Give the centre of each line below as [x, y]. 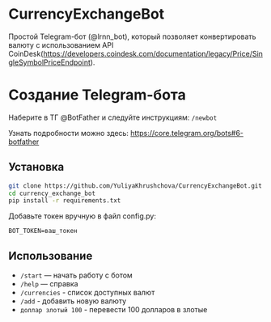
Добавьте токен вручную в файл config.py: [82, 216]
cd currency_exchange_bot [52, 193]
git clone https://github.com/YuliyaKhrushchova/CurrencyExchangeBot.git [135, 186]
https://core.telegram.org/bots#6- [187, 133]
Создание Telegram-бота [97, 95]
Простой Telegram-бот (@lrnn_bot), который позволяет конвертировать [132, 36]
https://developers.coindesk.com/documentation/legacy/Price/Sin [153, 53]
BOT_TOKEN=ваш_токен [43, 231]
